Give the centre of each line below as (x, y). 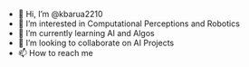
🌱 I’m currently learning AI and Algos (86, 33)
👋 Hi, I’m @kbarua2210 (60, 14)
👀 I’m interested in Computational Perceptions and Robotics (129, 24)
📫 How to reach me (55, 53)
